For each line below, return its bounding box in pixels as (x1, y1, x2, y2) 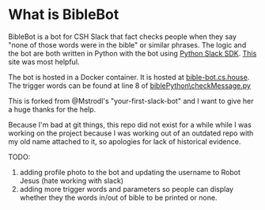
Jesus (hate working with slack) (19, 176, 124, 185)
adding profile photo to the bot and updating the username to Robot (19, 167, 241, 177)
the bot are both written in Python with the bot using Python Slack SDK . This (8, 48, 257, 58)
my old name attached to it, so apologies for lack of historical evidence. (8, 136, 241, 146)
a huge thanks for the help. (8, 105, 97, 114)
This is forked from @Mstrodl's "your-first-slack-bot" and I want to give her (8, 96, 254, 105)
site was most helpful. (8, 57, 80, 67)
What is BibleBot (8, 6, 119, 24)
